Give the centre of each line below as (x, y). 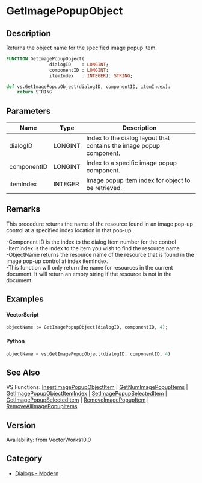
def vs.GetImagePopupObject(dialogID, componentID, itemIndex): (88, 87)
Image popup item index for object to (138, 180)
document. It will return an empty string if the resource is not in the (89, 274)
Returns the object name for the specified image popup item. (82, 48)
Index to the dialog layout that (128, 138)
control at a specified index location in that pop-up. (70, 230)
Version (21, 425)
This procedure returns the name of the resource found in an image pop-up (100, 224)
